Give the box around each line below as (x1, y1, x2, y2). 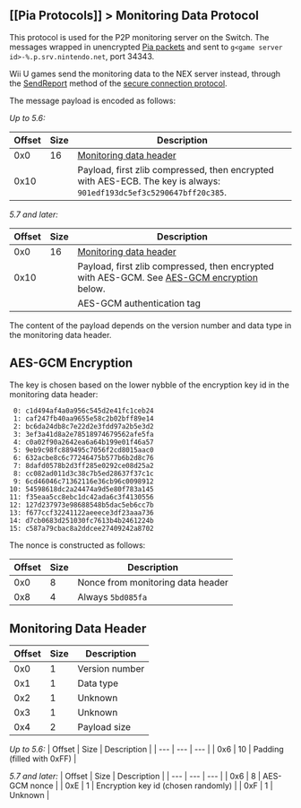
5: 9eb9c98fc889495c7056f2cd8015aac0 (13, 445, 154, 455)
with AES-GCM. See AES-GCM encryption (77, 271, 258, 283)
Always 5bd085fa (77, 590, 148, 603)
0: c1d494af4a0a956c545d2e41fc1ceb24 (13, 406, 154, 415)
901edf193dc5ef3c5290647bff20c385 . (77, 186, 227, 198)
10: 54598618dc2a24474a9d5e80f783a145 (9, 484, 154, 493)
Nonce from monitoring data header (77, 576, 228, 588)
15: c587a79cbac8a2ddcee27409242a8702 (9, 524, 154, 533)
